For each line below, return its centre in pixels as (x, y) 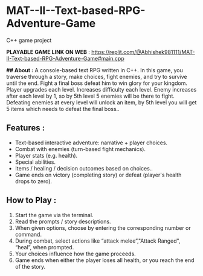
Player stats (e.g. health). (46, 155)
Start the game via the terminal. (54, 215)
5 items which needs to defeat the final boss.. (63, 109)
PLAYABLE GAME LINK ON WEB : (48, 52)
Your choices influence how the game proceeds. (75, 254)
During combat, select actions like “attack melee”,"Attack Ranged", (98, 241)
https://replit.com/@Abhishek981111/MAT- (143, 52)
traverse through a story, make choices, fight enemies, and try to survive (97, 76)
